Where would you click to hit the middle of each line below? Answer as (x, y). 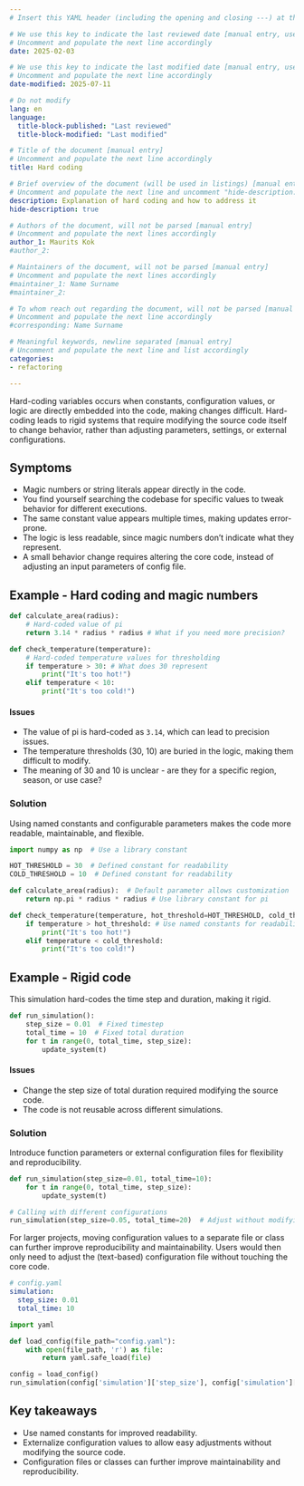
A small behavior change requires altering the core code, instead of (148, 557)
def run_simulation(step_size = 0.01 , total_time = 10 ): (111, 1179)
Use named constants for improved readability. (109, 1433)
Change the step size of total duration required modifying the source (150, 1090)
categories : (32, 359)
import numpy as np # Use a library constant (99, 849)
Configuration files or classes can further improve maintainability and (151, 1462)
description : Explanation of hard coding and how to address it (133, 200)
